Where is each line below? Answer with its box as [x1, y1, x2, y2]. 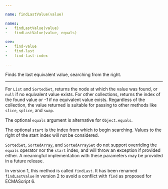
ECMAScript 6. [5, 178, 36, 184]
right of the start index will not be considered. [5, 132, 99, 138]
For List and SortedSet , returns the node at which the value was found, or [5, 86, 158, 92]
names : [5, 21, 19, 26]
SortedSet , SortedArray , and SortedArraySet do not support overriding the [5, 142, 157, 148]
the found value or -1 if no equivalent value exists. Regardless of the [5, 97, 145, 103]
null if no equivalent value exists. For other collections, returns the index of [5, 91, 161, 97]
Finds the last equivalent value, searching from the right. [5, 71, 121, 77]
